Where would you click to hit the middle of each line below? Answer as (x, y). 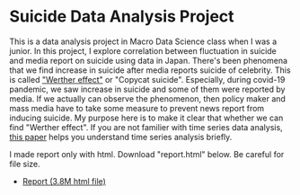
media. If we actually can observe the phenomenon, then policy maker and (147, 98)
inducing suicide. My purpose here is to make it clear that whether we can (146, 118)
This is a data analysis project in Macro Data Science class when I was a (143, 41)
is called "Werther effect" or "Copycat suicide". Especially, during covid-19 (147, 79)
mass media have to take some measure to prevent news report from (137, 108)
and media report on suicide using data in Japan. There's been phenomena (149, 60)
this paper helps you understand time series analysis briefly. (121, 137)
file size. (25, 164)
